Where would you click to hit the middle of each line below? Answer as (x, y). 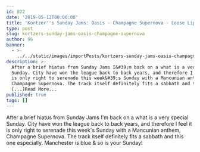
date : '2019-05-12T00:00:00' (42, 17)
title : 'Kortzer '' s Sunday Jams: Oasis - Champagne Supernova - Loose (96, 23)
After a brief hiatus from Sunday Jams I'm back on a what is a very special (97, 117)
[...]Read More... (35, 89)
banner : (16, 45)
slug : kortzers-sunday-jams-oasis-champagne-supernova (76, 34)
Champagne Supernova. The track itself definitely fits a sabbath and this (95, 136)
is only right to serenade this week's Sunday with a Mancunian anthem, (93, 130)
